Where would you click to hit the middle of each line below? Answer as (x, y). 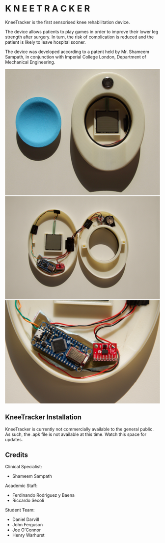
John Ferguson (27, 525)
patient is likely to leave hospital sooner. (45, 42)
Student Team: (20, 510)
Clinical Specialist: (24, 467)
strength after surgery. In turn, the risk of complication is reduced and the (79, 37)
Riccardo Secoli (28, 500)
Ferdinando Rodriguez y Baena (43, 495)
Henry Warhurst (28, 535)
